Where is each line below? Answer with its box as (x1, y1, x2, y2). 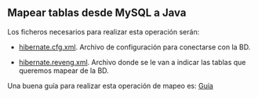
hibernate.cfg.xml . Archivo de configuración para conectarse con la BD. (18, 42, 251, 52)
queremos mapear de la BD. (18, 66, 109, 75)
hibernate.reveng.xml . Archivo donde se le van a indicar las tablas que (18, 57, 246, 67)
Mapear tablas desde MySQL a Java (7, 6, 187, 20)
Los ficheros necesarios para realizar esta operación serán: (7, 27, 200, 36)
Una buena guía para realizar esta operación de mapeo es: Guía (7, 81, 213, 90)
